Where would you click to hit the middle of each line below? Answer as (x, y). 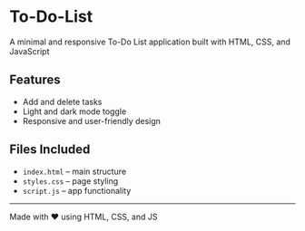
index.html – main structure (74, 171)
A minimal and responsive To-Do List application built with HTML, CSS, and (150, 42)
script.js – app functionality (77, 190)
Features (35, 80)
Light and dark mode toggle (74, 111)
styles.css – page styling (70, 181)
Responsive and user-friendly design (92, 120)
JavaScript (30, 51)
